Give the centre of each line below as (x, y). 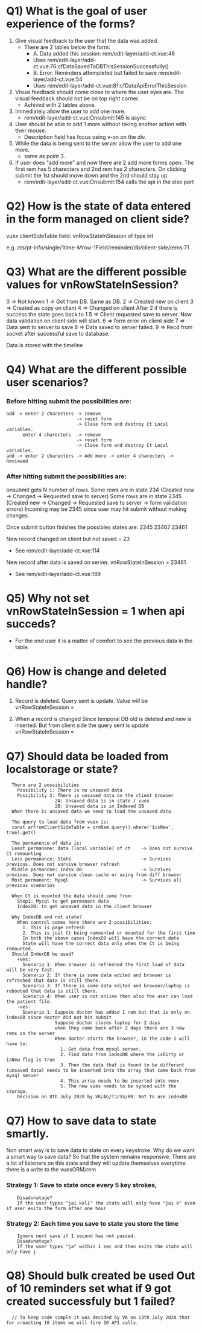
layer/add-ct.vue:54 (58, 79)
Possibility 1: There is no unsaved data (70, 790)
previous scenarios (31, 886)
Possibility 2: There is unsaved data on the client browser (95, 796)
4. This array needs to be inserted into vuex (120, 1081)
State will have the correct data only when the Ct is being (101, 944)
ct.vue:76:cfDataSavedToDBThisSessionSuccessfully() (101, 66)
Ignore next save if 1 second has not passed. (77, 1236)
